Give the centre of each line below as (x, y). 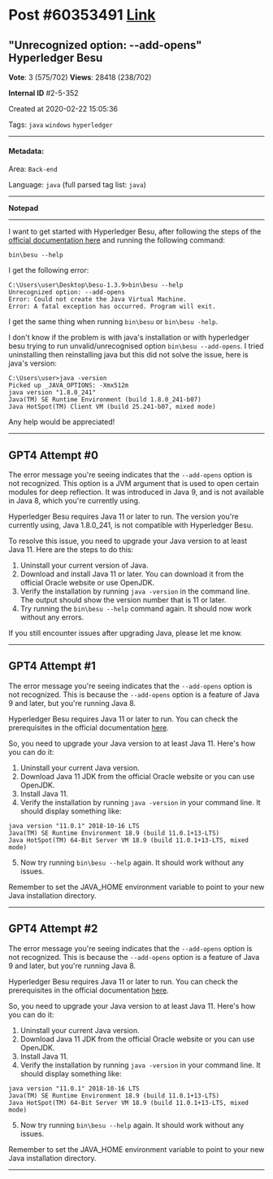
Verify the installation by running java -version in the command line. (135, 591)
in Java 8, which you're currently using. (74, 501)
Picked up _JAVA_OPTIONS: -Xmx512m (69, 386)
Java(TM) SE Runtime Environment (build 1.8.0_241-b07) (105, 400)
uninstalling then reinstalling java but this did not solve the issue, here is (129, 355)
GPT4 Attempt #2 (53, 929)
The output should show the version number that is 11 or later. (123, 600)
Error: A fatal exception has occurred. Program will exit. (113, 307)
